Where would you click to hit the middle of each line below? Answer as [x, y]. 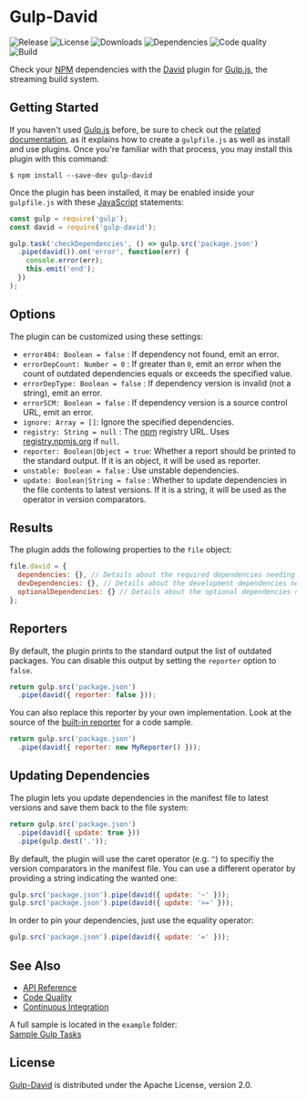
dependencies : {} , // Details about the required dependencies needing [157, 575]
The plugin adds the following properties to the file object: [121, 549]
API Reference [50, 987]
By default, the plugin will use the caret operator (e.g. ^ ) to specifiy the [142, 858]
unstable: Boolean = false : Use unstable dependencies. [131, 470]
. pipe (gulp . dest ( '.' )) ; [62, 841]
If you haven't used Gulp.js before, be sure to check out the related [135, 129]
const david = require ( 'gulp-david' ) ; [83, 227]
